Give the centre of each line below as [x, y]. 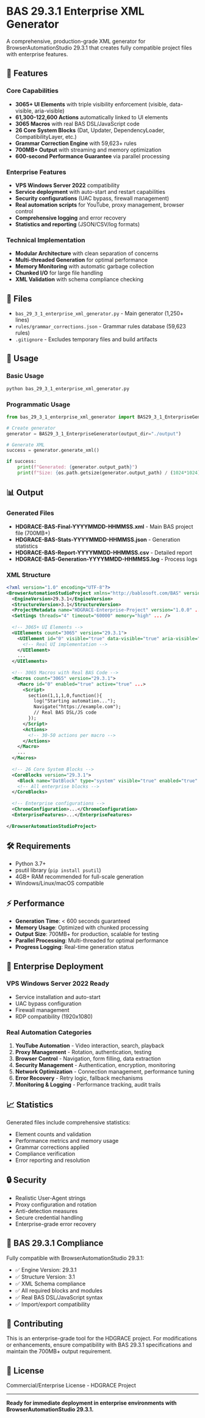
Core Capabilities [33, 91]
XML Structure [28, 575]
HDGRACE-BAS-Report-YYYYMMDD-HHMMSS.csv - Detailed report [103, 552]
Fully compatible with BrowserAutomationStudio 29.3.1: [75, 1258]
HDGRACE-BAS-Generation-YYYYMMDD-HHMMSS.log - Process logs [106, 559]
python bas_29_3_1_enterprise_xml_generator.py [68, 389]
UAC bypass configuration [48, 1003]
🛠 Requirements [39, 846]
